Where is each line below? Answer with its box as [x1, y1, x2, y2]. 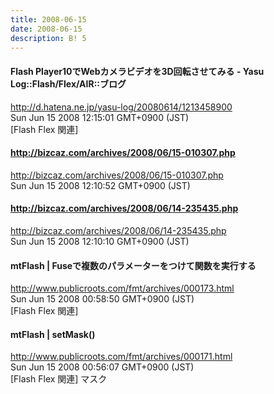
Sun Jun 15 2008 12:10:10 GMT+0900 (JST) [10, 235, 190, 247]
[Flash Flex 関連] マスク [10, 373, 108, 385]
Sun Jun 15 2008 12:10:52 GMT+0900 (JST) [10, 179, 191, 191]
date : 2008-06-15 [10, 24, 83, 34]
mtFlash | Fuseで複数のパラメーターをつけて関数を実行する [10, 259, 257, 271]
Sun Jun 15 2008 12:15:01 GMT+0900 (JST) [10, 111, 190, 123]
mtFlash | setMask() [10, 328, 96, 340]
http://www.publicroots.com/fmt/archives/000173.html [10, 282, 235, 295]
